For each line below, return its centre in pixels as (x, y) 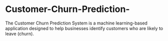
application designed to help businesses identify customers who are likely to (84, 28)
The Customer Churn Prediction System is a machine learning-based (76, 23)
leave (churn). (20, 33)
